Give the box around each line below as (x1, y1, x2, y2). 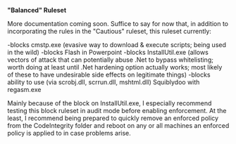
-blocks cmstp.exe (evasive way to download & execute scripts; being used (7, 41, 227, 48)
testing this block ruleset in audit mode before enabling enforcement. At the (7, 107, 227, 114)
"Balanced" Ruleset (7, 6, 67, 14)
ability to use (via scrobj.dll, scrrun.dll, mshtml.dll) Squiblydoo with (7, 78, 200, 86)
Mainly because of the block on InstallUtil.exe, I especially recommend (7, 99, 212, 107)
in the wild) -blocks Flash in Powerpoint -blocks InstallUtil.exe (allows (7, 48, 209, 56)
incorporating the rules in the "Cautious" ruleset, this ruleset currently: (7, 27, 211, 35)
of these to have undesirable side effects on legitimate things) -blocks (7, 70, 211, 79)
